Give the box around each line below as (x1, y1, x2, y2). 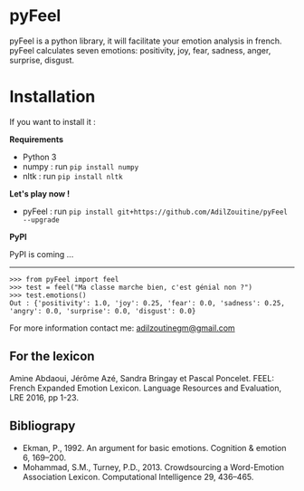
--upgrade (22, 215, 61, 225)
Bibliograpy (9, 419, 76, 434)
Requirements (9, 133, 64, 145)
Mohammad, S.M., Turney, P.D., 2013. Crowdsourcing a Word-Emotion (22, 461, 285, 472)
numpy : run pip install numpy (22, 160, 139, 172)
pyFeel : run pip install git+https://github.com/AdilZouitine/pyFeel (22, 206, 288, 217)
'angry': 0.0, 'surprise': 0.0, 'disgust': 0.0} (9, 306, 196, 315)
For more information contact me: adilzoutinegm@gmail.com (9, 323, 235, 333)
